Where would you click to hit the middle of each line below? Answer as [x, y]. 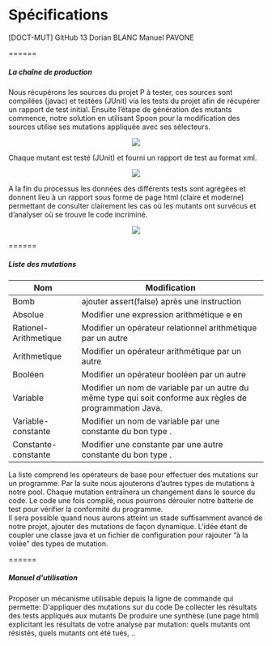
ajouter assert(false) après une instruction [161, 301]
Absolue [28, 314]
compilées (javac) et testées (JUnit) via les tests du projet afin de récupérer [134, 101]
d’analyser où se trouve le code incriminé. [78, 214]
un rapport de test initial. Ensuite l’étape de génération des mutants [120, 109]
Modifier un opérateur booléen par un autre [164, 374]
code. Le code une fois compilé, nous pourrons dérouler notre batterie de [131, 500]
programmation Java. [122, 407]
